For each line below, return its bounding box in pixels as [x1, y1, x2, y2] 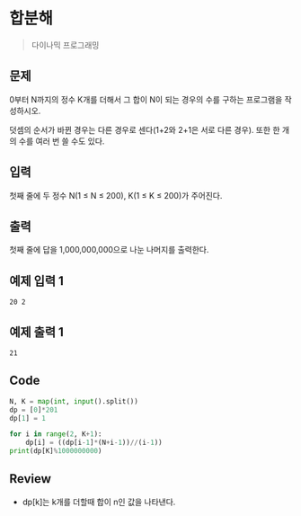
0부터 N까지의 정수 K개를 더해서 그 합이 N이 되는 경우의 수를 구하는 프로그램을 [9, 93, 283, 104]
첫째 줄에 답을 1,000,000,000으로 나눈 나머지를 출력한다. [9, 245, 209, 255]
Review [9, 471, 52, 486]
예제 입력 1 [9, 273, 65, 289]
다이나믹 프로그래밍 [31, 40, 100, 50]
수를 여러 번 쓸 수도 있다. [18, 136, 105, 147]
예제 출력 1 [9, 325, 65, 340]
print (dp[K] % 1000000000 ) [9, 447, 102, 456]
